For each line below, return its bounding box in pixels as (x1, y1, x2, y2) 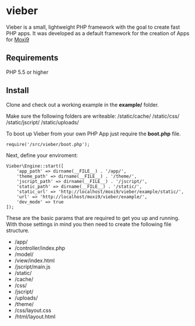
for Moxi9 (6, 36, 29, 43)
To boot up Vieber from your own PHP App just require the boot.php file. (6, 130, 181, 137)
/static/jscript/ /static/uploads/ (6, 118, 79, 125)
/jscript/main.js (14, 263, 51, 270)
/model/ (14, 250, 34, 257)
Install (6, 86, 29, 96)
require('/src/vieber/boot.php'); (6, 141, 90, 147)
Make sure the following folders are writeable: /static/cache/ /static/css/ (6, 113, 180, 120)
